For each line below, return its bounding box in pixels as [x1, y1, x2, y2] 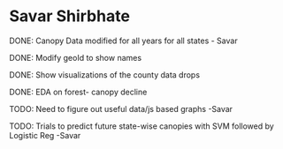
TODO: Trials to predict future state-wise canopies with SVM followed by [9, 121, 274, 131]
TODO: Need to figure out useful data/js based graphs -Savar [9, 103, 233, 114]
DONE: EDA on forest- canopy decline [9, 86, 148, 97]
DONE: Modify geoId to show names [9, 52, 142, 63]
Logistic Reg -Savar [9, 130, 81, 140]
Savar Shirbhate [9, 6, 131, 26]
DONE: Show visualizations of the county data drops [9, 69, 201, 80]
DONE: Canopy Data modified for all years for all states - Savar [9, 35, 238, 46]
